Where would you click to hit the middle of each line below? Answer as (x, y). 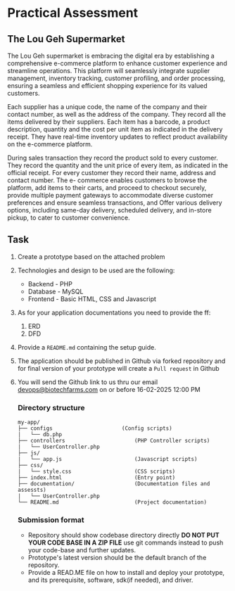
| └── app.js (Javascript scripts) (107, 459)
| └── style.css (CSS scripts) (96, 472)
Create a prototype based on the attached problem (91, 256)
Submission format (51, 520)
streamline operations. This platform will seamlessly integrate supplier (109, 71)
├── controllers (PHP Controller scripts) (114, 441)
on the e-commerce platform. (50, 144)
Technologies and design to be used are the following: (96, 270)
